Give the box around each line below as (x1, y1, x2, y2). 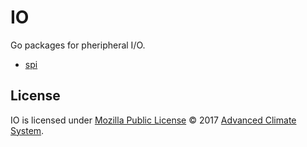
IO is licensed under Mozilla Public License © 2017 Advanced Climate (10, 114, 297, 126)
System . (10, 124, 45, 136)
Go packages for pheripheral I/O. (10, 39, 146, 51)
